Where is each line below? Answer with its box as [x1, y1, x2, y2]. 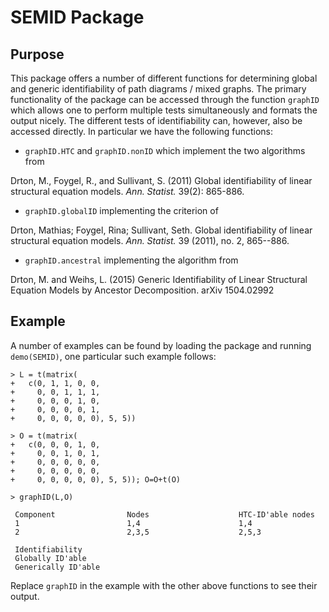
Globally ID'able [14, 553, 87, 563]
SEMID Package [10, 6, 145, 29]
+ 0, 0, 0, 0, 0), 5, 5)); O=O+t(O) [10, 474, 182, 485]
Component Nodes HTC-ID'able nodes [14, 509, 315, 520]
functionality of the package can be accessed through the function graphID [10, 94, 320, 105]
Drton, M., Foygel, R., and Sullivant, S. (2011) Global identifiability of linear [10, 175, 313, 186]
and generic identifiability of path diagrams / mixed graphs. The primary [10, 83, 307, 95]
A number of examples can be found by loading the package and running [10, 339, 312, 351]
